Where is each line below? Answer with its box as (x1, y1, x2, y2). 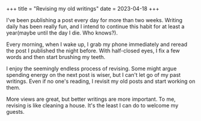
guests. (6, 108, 25, 115)
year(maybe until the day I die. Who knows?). (6, 29, 118, 36)
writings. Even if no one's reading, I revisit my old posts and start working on (6, 77, 196, 85)
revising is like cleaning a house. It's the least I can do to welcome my (6, 102, 179, 109)
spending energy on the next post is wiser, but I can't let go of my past (6, 72, 181, 78)
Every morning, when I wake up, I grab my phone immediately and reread (6, 41, 188, 48)
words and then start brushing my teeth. (6, 54, 106, 60)
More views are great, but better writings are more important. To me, (6, 95, 176, 103)
